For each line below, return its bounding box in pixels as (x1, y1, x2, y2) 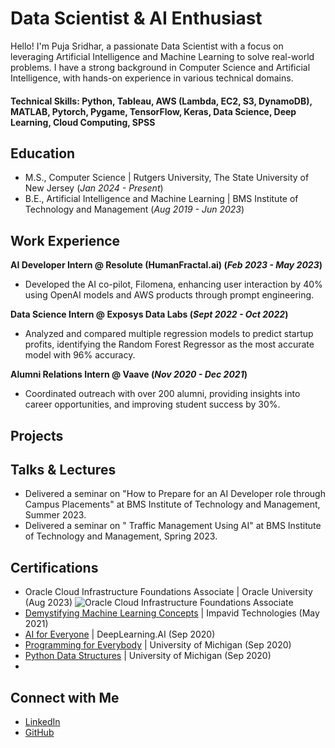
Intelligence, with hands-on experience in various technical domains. (10, 72, 294, 84)
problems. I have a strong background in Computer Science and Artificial (10, 61, 311, 73)
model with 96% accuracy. (24, 349, 136, 361)
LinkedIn (24, 715, 61, 727)
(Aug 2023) (24, 597, 73, 609)
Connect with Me (10, 689, 120, 706)
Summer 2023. (24, 509, 87, 521)
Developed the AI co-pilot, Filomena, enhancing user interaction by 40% (24, 278, 323, 291)
